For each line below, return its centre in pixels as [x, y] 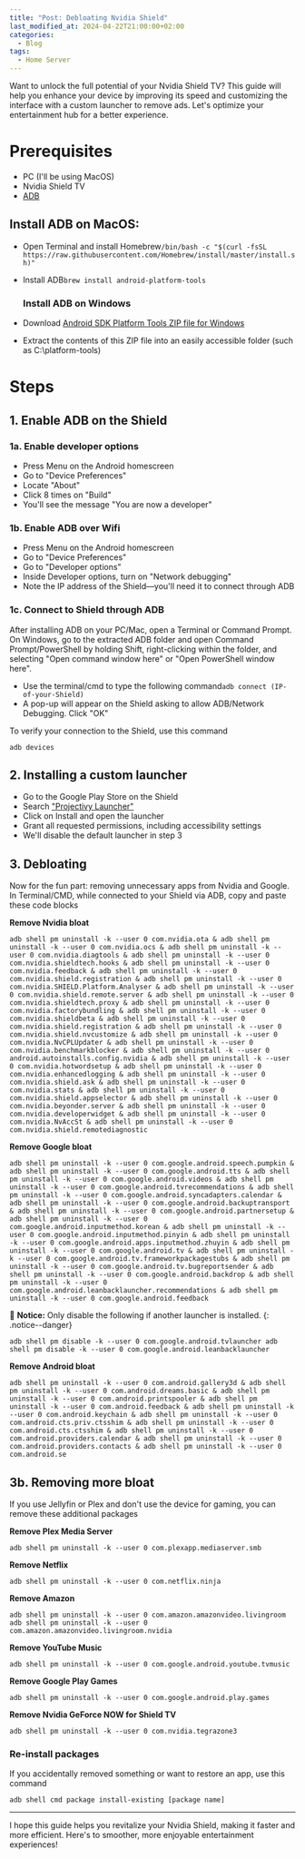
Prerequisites [61, 152]
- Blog [30, 43]
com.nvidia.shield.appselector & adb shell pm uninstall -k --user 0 [144, 1098]
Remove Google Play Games [64, 1681]
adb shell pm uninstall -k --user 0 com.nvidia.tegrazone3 [123, 1731]
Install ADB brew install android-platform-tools [114, 280]
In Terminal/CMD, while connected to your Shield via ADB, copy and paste [148, 896]
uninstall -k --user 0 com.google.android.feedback [109, 1299]
